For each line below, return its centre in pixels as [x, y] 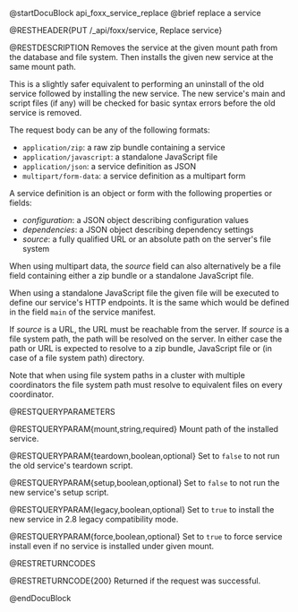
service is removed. [46, 112]
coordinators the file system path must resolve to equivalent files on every [146, 385]
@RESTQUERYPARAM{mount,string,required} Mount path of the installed [144, 429]
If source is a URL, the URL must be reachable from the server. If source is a [149, 329]
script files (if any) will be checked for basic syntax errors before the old [142, 103]
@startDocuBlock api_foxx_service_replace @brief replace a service [135, 13]
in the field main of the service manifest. [83, 312]
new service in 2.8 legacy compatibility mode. [94, 519]
